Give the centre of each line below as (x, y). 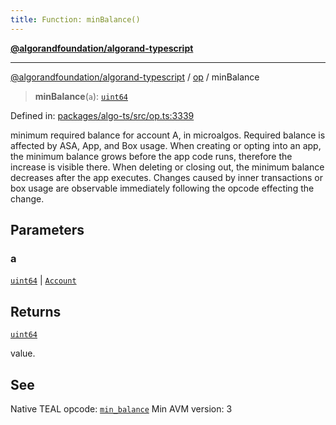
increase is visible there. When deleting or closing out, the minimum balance (167, 167)
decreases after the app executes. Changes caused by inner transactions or (166, 177)
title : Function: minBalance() (75, 19)
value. (23, 353)
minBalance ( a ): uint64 (81, 96)
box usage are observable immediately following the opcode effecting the (162, 188)
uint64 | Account (43, 280)
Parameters (47, 230)
